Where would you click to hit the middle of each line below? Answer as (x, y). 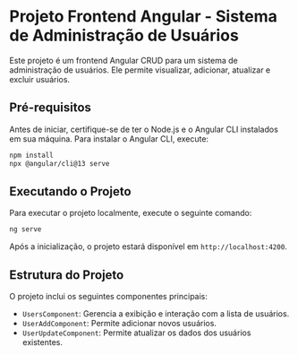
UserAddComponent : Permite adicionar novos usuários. (119, 323)
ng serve (26, 229)
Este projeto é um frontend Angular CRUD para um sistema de (124, 60)
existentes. (42, 342)
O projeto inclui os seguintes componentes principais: (109, 296)
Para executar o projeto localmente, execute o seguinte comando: (131, 213)
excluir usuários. (39, 79)
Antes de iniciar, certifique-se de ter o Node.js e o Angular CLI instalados (144, 129)
